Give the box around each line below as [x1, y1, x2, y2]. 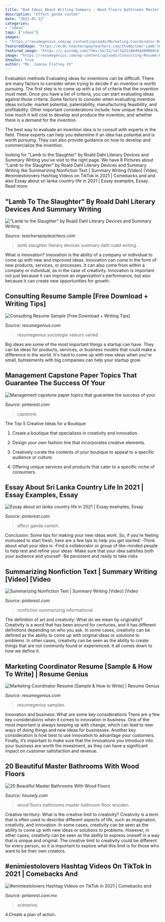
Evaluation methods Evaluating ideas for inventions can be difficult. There [5, 76, 154, 81]
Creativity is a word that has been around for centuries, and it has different [5, 622, 156, 628]
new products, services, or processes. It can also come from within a [5, 262, 145, 268]
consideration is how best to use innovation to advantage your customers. [5, 732, 155, 738]
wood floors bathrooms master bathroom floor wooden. [17, 802, 130, 808]
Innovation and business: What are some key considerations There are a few [5, 711, 160, 717]
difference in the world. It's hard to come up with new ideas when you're [5, 352, 152, 357]
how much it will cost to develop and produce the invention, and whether [5, 112, 153, 118]
